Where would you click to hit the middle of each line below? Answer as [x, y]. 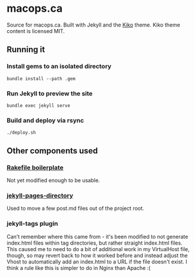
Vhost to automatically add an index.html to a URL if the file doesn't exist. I [97, 262]
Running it [26, 50]
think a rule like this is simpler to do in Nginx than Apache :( [79, 268]
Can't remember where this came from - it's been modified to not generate [97, 236]
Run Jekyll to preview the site [50, 93]
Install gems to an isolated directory [59, 67]
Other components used [52, 151]
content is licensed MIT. [36, 31]
